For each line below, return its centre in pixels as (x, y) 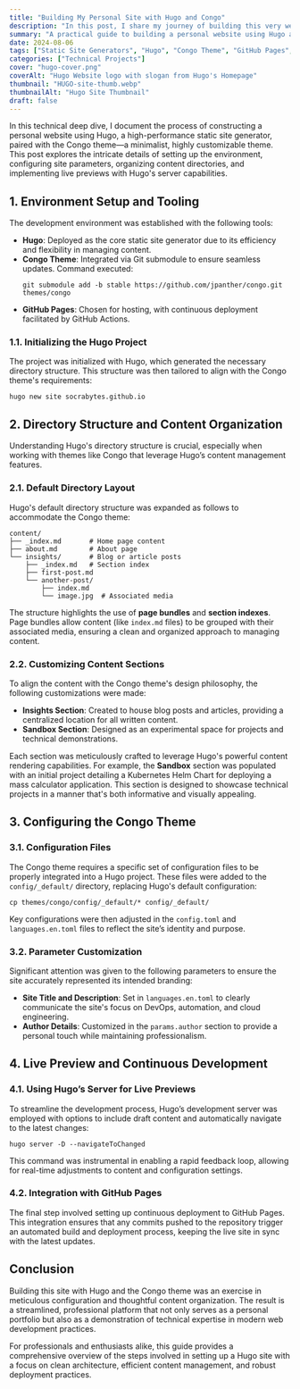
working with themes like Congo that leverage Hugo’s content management (148, 456)
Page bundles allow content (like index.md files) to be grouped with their (142, 622)
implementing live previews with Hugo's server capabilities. (118, 173)
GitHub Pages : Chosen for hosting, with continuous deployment (140, 310)
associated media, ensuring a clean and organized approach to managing (144, 632)
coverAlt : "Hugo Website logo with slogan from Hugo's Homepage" (133, 76)
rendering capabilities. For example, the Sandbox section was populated (143, 766)
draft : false (33, 100)
